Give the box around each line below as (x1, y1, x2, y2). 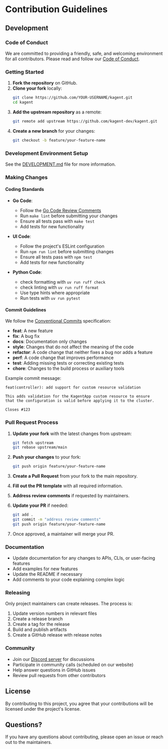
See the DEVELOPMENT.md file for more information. (5, 161, 116, 167)
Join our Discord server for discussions (12, 656, 95, 662)
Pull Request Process (5, 419, 59, 426)
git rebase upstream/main (12, 445, 67, 450)
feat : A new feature (12, 328, 53, 334)
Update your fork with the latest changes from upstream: (12, 430, 132, 437)
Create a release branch (12, 616, 63, 622)
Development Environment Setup (5, 149, 88, 156)
